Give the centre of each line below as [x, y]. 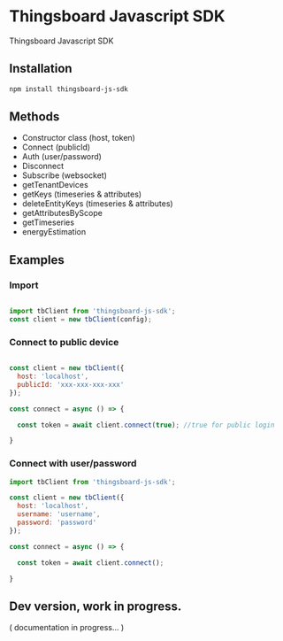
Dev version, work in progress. [96, 606]
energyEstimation [54, 232]
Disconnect [43, 166]
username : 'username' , [59, 514]
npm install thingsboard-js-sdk [69, 89]
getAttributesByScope [62, 213]
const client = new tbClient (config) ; [80, 320]
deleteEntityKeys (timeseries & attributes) [98, 204]
